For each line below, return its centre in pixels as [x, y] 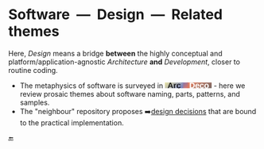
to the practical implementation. [72, 122]
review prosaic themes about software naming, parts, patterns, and [130, 94]
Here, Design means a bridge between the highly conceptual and [115, 53]
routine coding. [33, 70]
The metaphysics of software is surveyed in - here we [132, 86]
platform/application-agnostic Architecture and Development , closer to [124, 62]
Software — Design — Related [115, 15]
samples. [35, 102]
